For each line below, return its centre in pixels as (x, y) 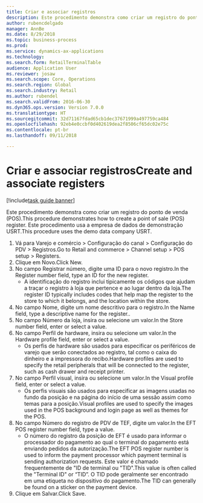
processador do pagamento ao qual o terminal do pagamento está (106, 442)
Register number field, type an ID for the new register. (82, 275)
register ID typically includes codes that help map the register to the (108, 294)
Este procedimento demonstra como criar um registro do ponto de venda (97, 212)
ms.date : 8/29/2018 (31, 34)
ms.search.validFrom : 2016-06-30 (48, 102)
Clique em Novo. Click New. (49, 262)
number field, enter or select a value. (61, 326)
